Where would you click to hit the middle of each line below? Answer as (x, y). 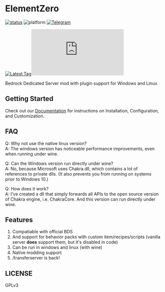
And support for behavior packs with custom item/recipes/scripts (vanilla (86, 237)
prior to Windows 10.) (27, 179)
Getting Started (29, 99)
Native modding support (37, 253)
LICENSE (19, 274)
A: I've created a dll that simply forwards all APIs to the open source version (82, 194)
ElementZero (32, 9)
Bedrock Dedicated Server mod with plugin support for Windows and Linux (81, 83)
